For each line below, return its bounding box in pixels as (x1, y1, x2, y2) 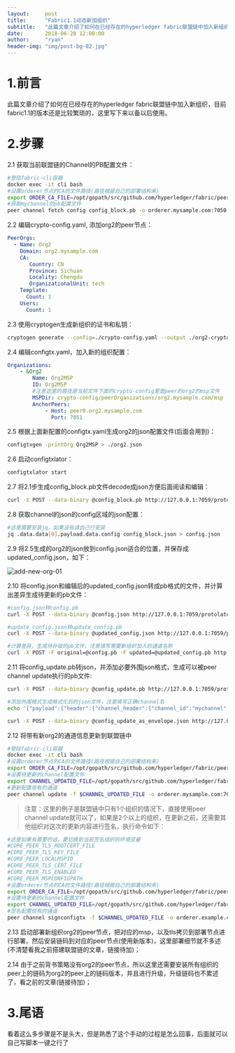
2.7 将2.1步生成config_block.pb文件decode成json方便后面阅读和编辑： (7, 482, 210, 491)
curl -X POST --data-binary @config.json (7, 611, 130, 618)
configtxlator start (7, 469, 68, 476)
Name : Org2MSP (32, 375, 73, 382)
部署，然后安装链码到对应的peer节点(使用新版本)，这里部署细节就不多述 (13, 936, 222, 945)
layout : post (7, 10, 58, 18)
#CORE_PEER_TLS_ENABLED (7, 868, 77, 875)
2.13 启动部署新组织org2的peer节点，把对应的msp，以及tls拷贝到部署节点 (7, 927, 219, 936)
